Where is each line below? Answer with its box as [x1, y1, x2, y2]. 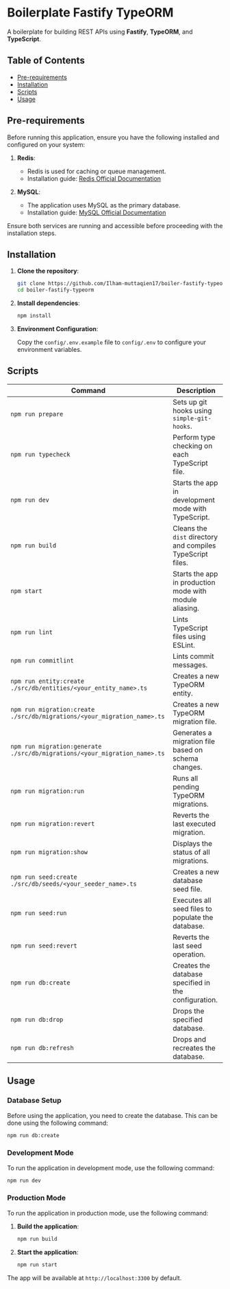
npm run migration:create [10, 706, 95, 713]
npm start [10, 587, 42, 595]
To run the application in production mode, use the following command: [7, 1209, 209, 1217]
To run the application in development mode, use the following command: [7, 1163, 215, 1172]
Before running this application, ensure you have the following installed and [7, 133, 220, 142]
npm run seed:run [10, 909, 67, 917]
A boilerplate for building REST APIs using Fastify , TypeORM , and [7, 27, 193, 36]
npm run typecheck [10, 450, 71, 458]
